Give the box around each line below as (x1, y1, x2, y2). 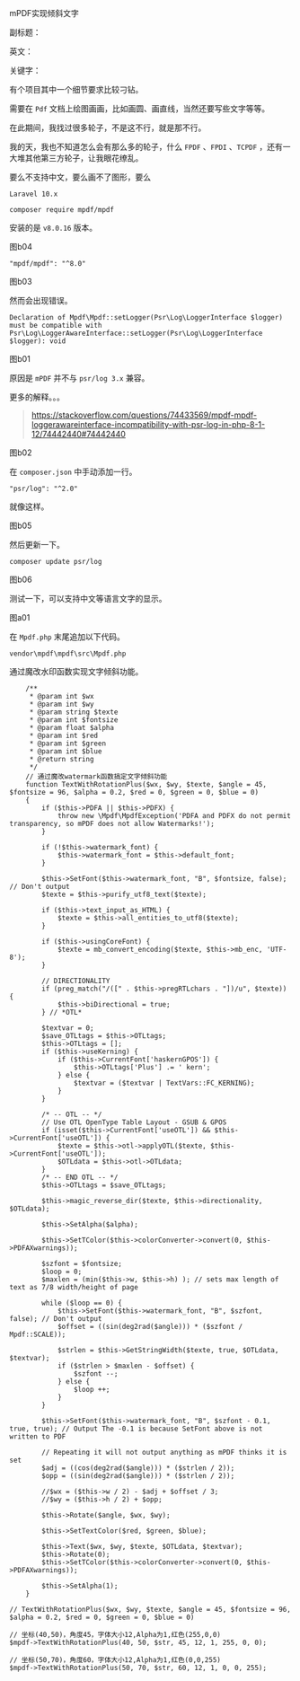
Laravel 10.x (9, 189, 58, 198)
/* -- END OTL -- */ (41, 1173, 119, 1182)
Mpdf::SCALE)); (9, 1330, 66, 1339)
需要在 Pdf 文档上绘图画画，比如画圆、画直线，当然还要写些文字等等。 (9, 103, 270, 114)
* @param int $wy (29, 700, 94, 708)
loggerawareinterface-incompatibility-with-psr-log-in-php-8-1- (31, 419, 266, 429)
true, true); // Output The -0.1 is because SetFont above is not (9, 1424, 263, 1433)
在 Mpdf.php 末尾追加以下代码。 (9, 631, 126, 642)
